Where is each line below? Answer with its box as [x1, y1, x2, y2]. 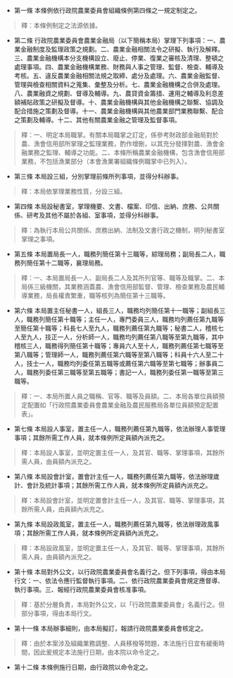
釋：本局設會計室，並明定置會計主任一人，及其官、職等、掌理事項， [20, 496, 219, 504]
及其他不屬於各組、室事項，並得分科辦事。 [38, 211, 163, 219]
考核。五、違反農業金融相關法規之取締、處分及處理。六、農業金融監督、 [13, 71, 224, 80]
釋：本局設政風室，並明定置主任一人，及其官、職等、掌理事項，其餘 [20, 544, 219, 552]
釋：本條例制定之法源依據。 [20, 21, 102, 30]
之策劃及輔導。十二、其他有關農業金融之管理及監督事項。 [13, 116, 181, 124]
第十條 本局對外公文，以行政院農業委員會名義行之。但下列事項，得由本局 [13, 568, 226, 576]
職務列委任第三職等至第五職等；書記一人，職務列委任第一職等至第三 [26, 368, 224, 376]
